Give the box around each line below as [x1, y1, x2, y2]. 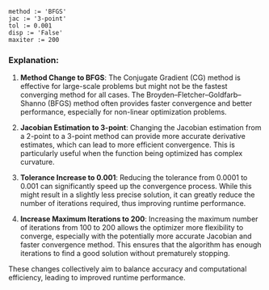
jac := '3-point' [8, 15, 67, 23]
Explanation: [8, 54, 59, 65]
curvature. [19, 158, 55, 167]
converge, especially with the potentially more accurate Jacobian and [19, 231, 252, 242]
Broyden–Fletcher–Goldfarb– [146, 90, 242, 100]
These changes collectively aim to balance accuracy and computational [8, 264, 247, 274]
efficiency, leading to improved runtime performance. [8, 273, 186, 283]
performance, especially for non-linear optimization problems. [19, 107, 228, 117]
